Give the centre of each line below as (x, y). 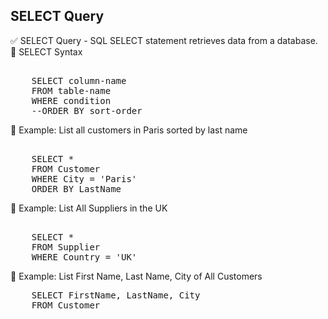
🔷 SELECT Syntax (46, 51)
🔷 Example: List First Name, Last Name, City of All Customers (136, 276)
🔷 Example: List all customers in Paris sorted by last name (129, 130)
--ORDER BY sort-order (87, 110)
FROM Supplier (66, 247)
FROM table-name (71, 90)
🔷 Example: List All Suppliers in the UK (89, 208)
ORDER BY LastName (76, 188)
